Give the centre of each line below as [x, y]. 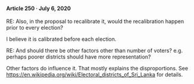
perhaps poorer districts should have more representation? [78, 57]
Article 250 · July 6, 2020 [39, 8]
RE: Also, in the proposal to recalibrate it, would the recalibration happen [95, 21]
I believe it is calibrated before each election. [61, 39]
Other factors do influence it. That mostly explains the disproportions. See [97, 69]
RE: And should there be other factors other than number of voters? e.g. [95, 51]
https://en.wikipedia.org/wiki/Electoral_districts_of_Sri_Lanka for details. [95, 75]
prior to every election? [35, 28]
